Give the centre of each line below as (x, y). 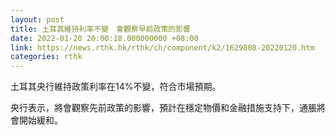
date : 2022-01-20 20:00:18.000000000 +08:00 (104, 38)
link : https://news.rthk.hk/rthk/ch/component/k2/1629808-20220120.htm (162, 47)
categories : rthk (46, 57)
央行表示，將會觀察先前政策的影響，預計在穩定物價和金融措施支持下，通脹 (163, 108)
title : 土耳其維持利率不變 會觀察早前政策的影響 (100, 29)
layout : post (37, 19)
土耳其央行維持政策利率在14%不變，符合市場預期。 (116, 87)
